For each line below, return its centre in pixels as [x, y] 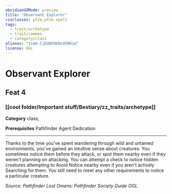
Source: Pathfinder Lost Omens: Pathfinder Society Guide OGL [72, 186]
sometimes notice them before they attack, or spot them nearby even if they [85, 154]
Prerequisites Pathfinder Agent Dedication [50, 128]
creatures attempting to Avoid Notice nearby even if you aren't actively [80, 165]
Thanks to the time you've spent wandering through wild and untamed [79, 143]
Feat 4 [16, 93]
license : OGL [19, 48]
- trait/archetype [30, 29]
